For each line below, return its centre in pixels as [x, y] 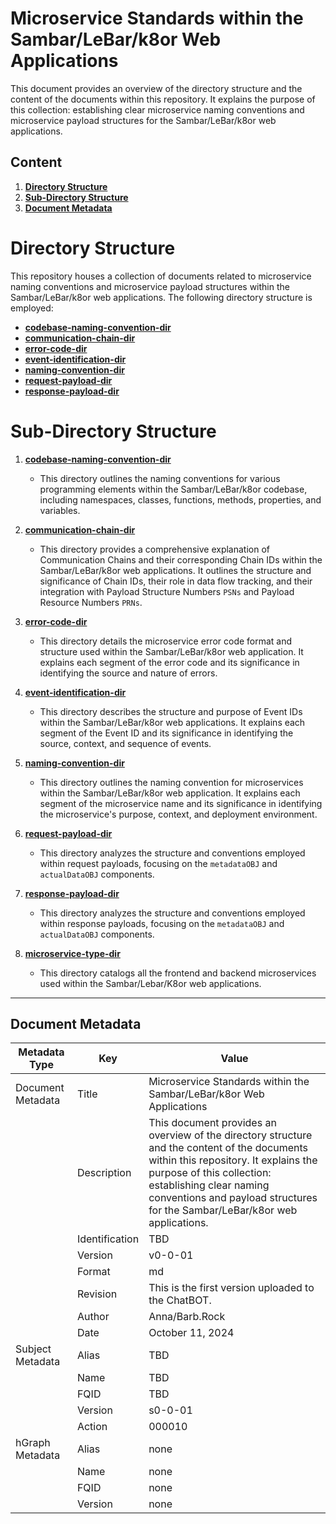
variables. [60, 510]
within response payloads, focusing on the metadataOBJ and [162, 923]
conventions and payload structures [233, 1198]
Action [92, 1427]
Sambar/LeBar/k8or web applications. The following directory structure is [161, 297]
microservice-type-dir [72, 953]
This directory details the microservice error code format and [166, 641]
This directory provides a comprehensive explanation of [154, 549]
